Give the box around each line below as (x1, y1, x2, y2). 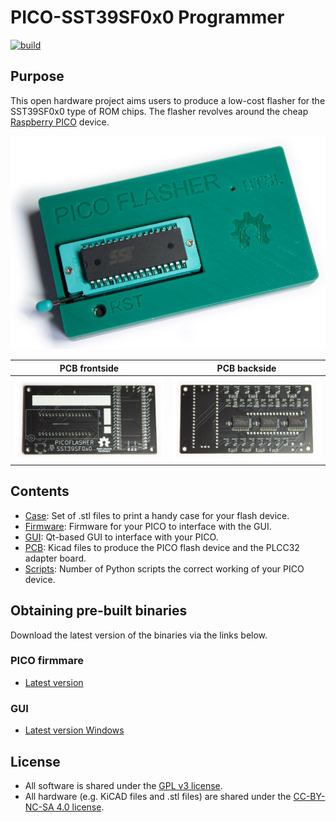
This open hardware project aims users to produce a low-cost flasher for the (10, 94, 326, 106)
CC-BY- (293, 790, 326, 802)
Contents (10, 483, 70, 500)
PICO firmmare (10, 654, 84, 668)
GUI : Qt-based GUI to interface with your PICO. (24, 531, 219, 543)
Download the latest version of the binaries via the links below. (10, 629, 268, 641)
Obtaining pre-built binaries (10, 602, 188, 620)
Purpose (10, 68, 65, 85)
